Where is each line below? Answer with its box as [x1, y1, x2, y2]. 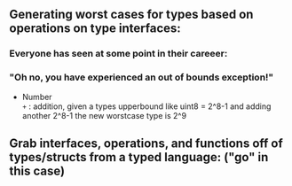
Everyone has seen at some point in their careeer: [9, 48, 228, 60]
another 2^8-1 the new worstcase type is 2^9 [21, 110, 187, 120]
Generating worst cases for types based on [9, 7, 254, 22]
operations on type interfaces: [9, 21, 182, 36]
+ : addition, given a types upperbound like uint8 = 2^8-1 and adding [21, 101, 272, 112]
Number [21, 91, 52, 102]
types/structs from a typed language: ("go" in [9, 150, 269, 165]
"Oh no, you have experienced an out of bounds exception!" [9, 71, 274, 83]
